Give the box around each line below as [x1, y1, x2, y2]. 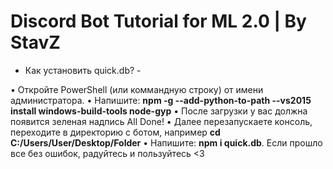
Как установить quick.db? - [24, 64, 142, 76]
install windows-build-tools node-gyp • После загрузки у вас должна [10, 105, 308, 117]
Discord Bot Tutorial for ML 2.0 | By [10, 10, 307, 33]
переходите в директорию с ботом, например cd [10, 126, 221, 138]
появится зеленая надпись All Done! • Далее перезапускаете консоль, [10, 115, 313, 127]
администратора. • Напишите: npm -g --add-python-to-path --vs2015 [10, 94, 312, 106]
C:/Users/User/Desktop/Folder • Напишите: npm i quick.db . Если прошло [10, 136, 323, 149]
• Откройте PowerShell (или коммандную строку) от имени [10, 83, 264, 95]
